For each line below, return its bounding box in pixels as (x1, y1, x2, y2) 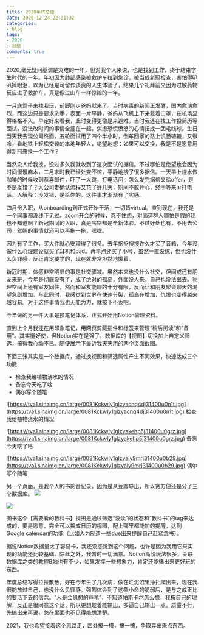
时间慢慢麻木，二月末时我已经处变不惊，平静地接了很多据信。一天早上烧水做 (6, 168, 198, 176)
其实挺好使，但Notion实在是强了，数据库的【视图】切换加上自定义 (19, 332, 185, 339)
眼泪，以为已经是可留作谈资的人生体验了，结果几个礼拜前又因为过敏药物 (16, 81, 198, 88)
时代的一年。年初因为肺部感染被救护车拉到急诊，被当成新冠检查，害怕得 (11, 74, 192, 81)
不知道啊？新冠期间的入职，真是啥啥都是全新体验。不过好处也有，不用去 (11, 219, 192, 226)
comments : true (6, 49, 45, 55)
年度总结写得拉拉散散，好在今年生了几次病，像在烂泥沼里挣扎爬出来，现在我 (6, 578, 198, 586)
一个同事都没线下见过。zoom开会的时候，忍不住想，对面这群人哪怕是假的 (6, 211, 191, 219)
